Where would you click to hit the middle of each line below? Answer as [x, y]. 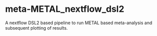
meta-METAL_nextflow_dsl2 [65, 9]
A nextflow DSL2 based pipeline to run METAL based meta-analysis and [79, 23]
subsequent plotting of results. [37, 28]
